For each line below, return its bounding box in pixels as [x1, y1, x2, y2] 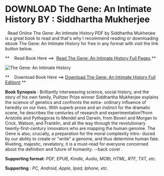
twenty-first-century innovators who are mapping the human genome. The [5, 125, 156, 131]
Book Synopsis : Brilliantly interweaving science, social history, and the [5, 89, 149, 95]
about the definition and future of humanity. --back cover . [5, 146, 123, 152]
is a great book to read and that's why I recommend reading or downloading [5, 35, 159, 41]
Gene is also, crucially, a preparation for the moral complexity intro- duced [5, 130, 155, 136]
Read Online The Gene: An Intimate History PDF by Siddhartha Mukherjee [7, 30, 156, 36]
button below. [5, 46, 33, 51]
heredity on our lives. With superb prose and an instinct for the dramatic [5, 104, 151, 110]
